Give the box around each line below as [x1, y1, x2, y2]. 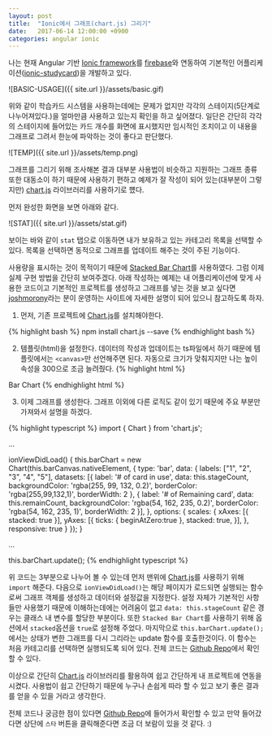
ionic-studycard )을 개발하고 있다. [24, 68, 132, 78]
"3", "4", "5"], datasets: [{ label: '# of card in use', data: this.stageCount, [8, 473, 249, 482]
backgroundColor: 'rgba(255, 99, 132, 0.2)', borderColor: [8, 481, 197, 490]
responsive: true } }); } [8, 524, 83, 533]
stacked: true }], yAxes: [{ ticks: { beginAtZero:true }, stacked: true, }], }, [8, 516, 249, 525]
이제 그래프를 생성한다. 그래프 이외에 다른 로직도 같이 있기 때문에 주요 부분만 [19, 397, 261, 407]
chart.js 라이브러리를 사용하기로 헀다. [25, 185, 145, 195]
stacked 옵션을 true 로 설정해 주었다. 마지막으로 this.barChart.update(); [29, 623, 264, 633]
